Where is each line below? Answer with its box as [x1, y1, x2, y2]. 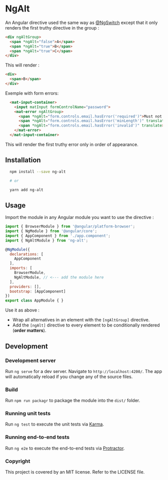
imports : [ [9, 265, 32, 270]
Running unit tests [5, 410, 51, 417]
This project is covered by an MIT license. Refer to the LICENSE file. [5, 469, 145, 475]
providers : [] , [9, 284, 41, 289]
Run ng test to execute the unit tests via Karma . [5, 421, 104, 427]
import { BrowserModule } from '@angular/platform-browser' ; [5, 224, 135, 229]
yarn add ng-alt [9, 187, 43, 192]
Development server [5, 357, 56, 364]
